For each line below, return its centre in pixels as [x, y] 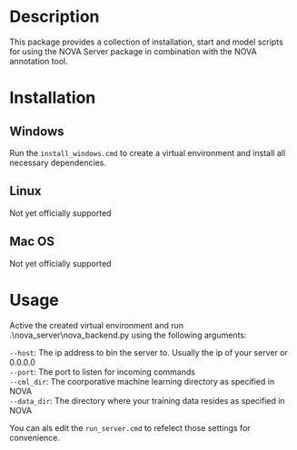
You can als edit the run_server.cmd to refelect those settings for [130, 427]
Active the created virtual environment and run [97, 325]
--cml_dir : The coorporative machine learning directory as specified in [142, 381]
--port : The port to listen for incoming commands [102, 372]
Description [54, 17]
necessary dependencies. [58, 162]
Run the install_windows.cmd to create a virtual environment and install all [148, 152]
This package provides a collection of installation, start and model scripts [146, 42]
